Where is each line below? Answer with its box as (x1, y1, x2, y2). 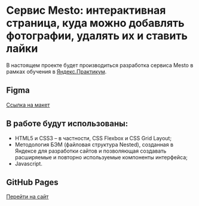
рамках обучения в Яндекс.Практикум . (6, 68, 107, 75)
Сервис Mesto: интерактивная (6, 4, 166, 17)
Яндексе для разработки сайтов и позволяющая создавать (14, 147, 167, 154)
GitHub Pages (6, 177, 59, 187)
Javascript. (14, 160, 43, 167)
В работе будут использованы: (6, 119, 128, 129)
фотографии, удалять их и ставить (6, 29, 188, 43)
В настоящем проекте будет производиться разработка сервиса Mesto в (6, 61, 194, 69)
